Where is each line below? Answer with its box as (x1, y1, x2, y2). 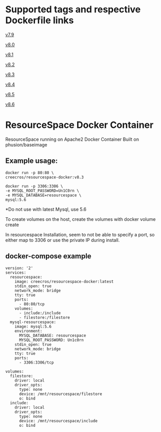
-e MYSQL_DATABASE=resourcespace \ (5, 193, 82, 198)
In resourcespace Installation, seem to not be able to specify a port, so (5, 231, 155, 237)
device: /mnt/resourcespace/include (19, 418, 98, 423)
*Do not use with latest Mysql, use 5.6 (5, 206, 86, 212)
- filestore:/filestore (19, 315, 70, 320)
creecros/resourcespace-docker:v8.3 (5, 175, 84, 180)
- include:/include (19, 310, 61, 315)
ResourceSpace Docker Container (5, 119, 154, 131)
